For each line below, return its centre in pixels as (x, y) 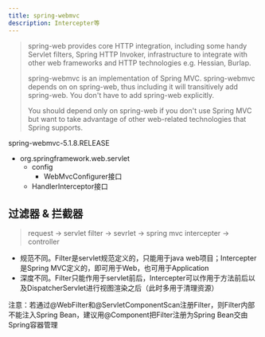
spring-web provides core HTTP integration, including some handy (137, 45)
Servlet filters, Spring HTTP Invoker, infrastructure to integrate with (138, 54)
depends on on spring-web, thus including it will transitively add (133, 86)
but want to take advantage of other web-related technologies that (137, 119)
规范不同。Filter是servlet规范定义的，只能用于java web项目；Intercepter (138, 258)
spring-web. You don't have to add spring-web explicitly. (121, 95)
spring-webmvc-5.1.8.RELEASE (59, 143)
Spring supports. (55, 127)
